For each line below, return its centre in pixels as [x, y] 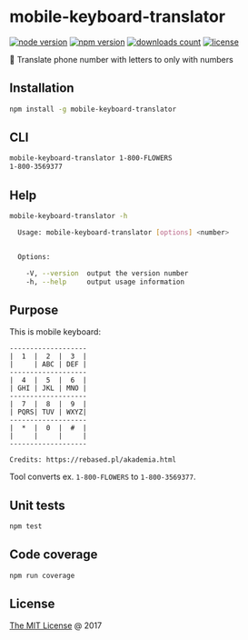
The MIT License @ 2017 [56, 625]
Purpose [34, 310]
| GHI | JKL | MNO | [49, 388]
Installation [42, 88]
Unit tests [37, 505]
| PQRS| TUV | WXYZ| [49, 412]
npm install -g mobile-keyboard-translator [93, 109]
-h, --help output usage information [105, 282]
